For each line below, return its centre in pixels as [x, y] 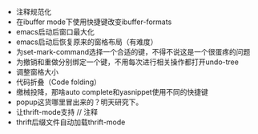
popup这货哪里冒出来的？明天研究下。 [79, 102]
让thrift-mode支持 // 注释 [57, 112]
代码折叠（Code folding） [58, 82]
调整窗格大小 [37, 72]
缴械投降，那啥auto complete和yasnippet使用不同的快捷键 [112, 92]
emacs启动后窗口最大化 [55, 32]
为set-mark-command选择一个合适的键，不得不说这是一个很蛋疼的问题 [133, 52]
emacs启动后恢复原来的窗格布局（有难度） [87, 42]
